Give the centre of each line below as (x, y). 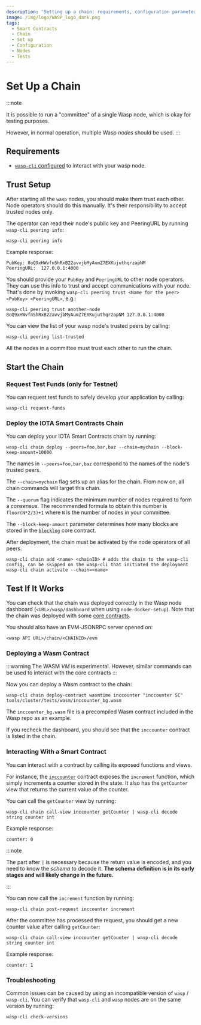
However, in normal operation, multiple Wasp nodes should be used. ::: (93, 132)
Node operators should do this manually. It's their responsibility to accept (97, 205)
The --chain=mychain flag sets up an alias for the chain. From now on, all (95, 482)
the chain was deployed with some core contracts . (68, 615)
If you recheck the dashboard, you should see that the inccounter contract (98, 730)
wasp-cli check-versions (37, 1017)
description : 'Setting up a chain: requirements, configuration (88, 12)
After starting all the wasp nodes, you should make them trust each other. (95, 199)
